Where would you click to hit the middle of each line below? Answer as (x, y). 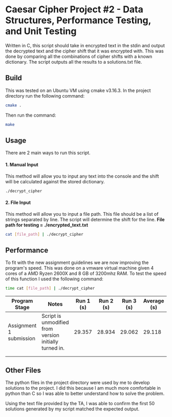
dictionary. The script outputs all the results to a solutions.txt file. (74, 62)
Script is (51, 316)
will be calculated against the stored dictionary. (55, 181)
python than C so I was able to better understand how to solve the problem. (85, 393)
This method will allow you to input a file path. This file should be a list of (82, 214)
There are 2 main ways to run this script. (48, 153)
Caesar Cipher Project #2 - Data (74, 10)
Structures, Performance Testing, (78, 20)
